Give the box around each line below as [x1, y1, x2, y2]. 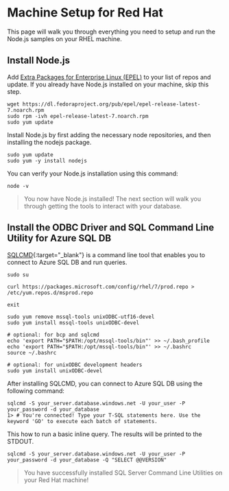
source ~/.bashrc [7, 349, 57, 356]
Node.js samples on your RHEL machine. [7, 34, 122, 43]
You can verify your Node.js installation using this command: [7, 169, 178, 178]
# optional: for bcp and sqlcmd [7, 331, 99, 338]
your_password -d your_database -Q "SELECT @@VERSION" [7, 456, 167, 464]
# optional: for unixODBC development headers [7, 361, 143, 368]
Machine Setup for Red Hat [7, 5, 163, 21]
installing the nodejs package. [7, 138, 92, 146]
